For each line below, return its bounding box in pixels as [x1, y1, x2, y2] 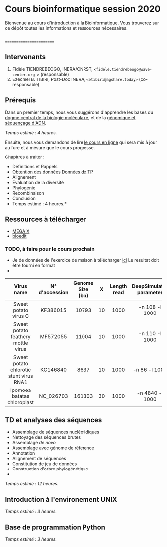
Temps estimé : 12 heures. [5, 481, 59, 487]
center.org [12, 72, 35, 77]
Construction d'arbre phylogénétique [12, 466, 88, 472]
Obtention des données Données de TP [12, 169, 93, 175]
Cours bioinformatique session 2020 [5, 3, 161, 15]
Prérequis [5, 96, 36, 105]
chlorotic [10, 366, 31, 373]
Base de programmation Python [5, 523, 106, 531]
